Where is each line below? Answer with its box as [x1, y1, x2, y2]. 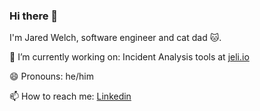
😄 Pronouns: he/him [9, 70, 94, 83]
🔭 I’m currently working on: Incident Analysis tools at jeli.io [9, 51, 250, 63]
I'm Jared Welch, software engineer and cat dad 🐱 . [9, 32, 222, 44]
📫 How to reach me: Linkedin [9, 90, 132, 103]
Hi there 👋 [9, 9, 59, 23]
